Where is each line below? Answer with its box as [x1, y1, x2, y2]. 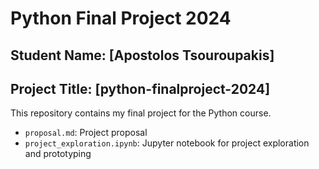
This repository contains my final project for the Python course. [10, 107, 272, 119]
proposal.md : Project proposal [24, 127, 148, 139]
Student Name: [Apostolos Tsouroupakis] [10, 47, 275, 64]
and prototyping [24, 148, 92, 160]
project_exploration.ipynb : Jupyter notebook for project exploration [24, 137, 310, 149]
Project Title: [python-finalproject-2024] [10, 80, 271, 97]
